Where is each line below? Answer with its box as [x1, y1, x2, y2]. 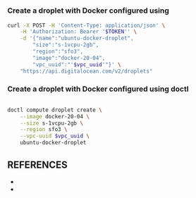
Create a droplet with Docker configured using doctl [7, 84, 189, 94]
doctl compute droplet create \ [7, 106, 102, 113]
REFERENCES [7, 159, 68, 171]
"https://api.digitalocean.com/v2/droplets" [20, 68, 153, 75]
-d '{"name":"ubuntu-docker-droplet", [20, 35, 134, 42]
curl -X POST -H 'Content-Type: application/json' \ [7, 22, 166, 29]
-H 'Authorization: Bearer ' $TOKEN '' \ [20, 28, 137, 35]
